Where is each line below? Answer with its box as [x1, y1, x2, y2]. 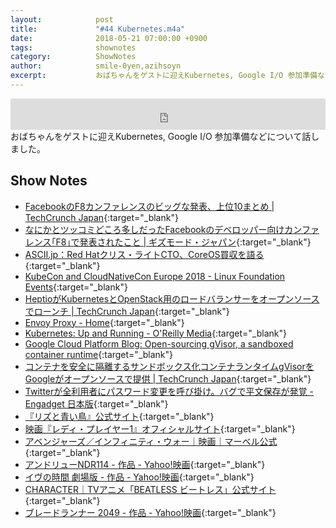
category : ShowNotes [10, 52, 137, 62]
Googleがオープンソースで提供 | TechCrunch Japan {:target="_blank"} [24, 372, 312, 385]
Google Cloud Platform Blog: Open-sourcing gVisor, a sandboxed [24, 337, 294, 350]
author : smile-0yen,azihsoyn [10, 61, 182, 71]
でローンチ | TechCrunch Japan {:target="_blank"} [24, 305, 230, 317]
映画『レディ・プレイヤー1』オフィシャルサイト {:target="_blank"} [24, 422, 296, 435]
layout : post [10, 14, 114, 25]
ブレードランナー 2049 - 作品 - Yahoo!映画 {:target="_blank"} [24, 506, 277, 518]
